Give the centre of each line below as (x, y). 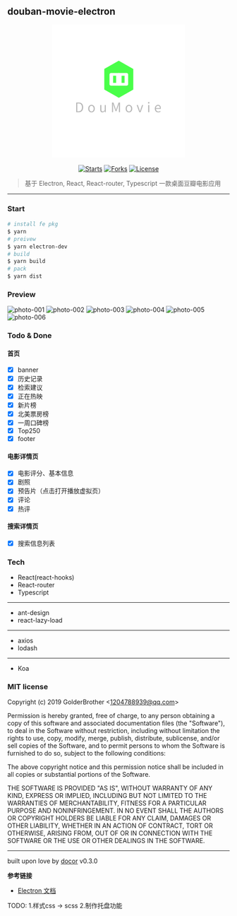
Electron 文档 (37, 891)
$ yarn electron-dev (38, 247)
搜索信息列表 (36, 543)
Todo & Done (30, 336)
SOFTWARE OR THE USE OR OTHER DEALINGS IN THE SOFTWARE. (106, 841)
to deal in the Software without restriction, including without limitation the (114, 731)
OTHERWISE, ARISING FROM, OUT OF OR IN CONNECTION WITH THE (110, 833)
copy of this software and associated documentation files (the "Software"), (116, 723)
